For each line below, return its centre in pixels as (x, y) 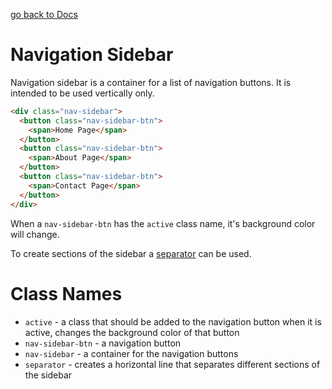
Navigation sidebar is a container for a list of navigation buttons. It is (151, 82)
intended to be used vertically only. (82, 93)
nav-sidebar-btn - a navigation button (103, 343)
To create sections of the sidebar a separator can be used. (131, 253)
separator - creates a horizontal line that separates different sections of (172, 364)
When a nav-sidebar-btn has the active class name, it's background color (163, 223)
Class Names (66, 293)
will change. (35, 234)
